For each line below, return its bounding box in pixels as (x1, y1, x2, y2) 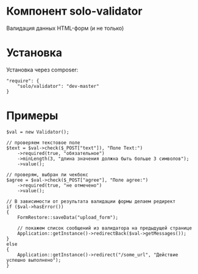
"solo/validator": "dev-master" (17, 83, 99, 89)
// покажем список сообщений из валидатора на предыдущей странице (17, 225, 192, 231)
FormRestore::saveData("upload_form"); (17, 214, 119, 220)
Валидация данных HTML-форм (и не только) (6, 24, 124, 32)
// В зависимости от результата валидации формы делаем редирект (6, 198, 175, 204)
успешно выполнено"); (6, 257, 62, 263)
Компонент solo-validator (6, 4, 143, 18)
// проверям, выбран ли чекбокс (6, 171, 88, 178)
